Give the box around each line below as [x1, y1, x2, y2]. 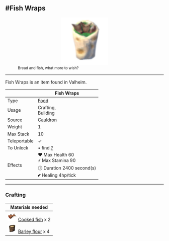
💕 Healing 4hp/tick [37, 172, 76, 178]
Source [7, 117, 23, 123]
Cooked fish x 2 [18, 216, 51, 222]
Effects [7, 162, 22, 168]
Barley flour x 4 [18, 228, 50, 234]
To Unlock [7, 145, 29, 151]
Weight [7, 124, 23, 130]
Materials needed [10, 204, 48, 210]
